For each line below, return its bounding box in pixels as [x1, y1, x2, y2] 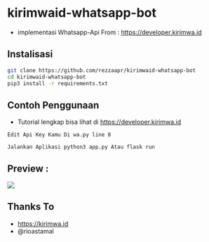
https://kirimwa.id [17, 219, 69, 228]
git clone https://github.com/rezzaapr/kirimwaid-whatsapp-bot [7, 66, 196, 74]
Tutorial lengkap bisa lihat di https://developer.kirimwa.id [17, 118, 182, 127]
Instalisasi [7, 48, 53, 60]
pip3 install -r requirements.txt [7, 80, 109, 87]
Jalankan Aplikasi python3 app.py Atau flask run [7, 143, 156, 151]
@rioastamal [17, 227, 54, 235]
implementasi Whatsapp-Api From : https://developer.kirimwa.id [17, 28, 202, 36]
